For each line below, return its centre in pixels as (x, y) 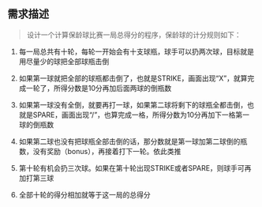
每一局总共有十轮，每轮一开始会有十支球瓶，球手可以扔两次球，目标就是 (136, 51)
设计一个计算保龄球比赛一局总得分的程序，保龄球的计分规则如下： (134, 35)
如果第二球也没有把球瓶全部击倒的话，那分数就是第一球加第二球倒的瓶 (133, 141)
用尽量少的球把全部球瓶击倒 (64, 61)
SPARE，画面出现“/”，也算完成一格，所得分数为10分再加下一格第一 (141, 115)
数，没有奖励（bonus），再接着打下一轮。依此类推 (100, 151)
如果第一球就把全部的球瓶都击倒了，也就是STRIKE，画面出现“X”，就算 (133, 78)
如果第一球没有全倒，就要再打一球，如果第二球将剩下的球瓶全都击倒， (133, 104)
